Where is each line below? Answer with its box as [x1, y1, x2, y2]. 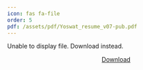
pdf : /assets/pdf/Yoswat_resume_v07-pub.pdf [7, 23, 137, 30]
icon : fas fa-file [7, 10, 60, 17]
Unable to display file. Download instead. [7, 42, 124, 51]
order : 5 [7, 17, 32, 24]
